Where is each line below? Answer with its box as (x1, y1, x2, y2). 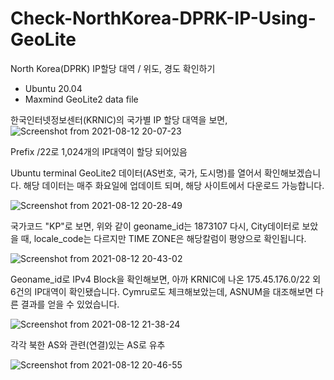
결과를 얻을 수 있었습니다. (20, 298, 120, 310)
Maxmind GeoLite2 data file (24, 93, 139, 105)
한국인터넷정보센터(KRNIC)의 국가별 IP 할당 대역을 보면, (10, 113, 228, 126)
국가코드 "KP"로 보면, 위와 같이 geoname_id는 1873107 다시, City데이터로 (10, 220, 300, 232)
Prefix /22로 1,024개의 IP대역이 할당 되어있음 (10, 145, 188, 157)
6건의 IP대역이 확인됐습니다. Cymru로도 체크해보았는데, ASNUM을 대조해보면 (10, 285, 314, 297)
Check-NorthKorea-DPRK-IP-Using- (10, 7, 317, 30)
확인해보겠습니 (263, 167, 322, 179)
